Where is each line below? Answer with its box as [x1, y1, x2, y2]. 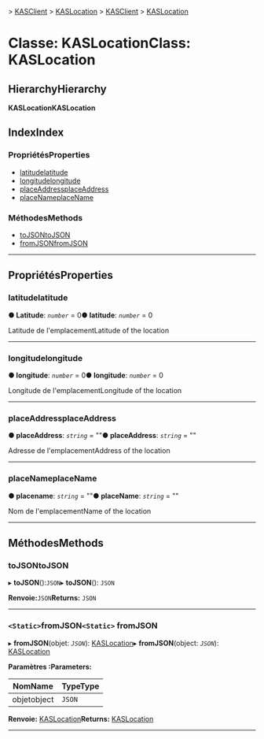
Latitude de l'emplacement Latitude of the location [8, 325, 170, 335]
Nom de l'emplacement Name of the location [8, 506, 152, 515]
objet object [12, 693, 54, 704]
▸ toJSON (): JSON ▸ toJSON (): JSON [8, 578, 115, 588]
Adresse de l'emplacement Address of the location [8, 446, 170, 455]
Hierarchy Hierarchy [8, 82, 108, 95]
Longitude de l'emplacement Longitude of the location [8, 385, 182, 395]
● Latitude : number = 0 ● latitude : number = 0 [8, 310, 153, 320]
